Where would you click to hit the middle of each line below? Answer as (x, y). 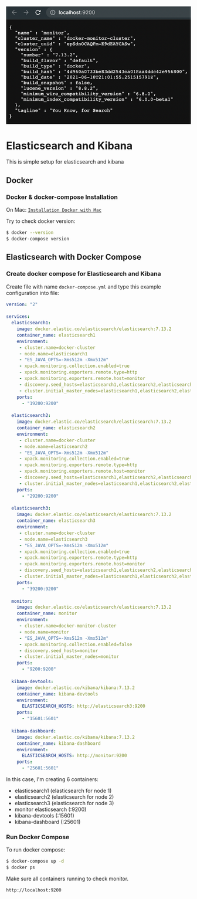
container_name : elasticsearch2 (56, 428)
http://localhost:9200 (34, 890)
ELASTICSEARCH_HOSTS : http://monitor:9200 (74, 756)
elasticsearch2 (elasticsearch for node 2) (64, 797)
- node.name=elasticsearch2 (53, 446)
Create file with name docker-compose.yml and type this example (84, 286)
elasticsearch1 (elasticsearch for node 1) (63, 791)
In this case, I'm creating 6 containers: (52, 779)
